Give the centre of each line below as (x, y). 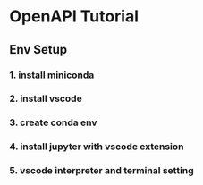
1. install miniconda (52, 75)
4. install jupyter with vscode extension (97, 147)
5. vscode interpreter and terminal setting (101, 171)
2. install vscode (46, 98)
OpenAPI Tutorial (74, 17)
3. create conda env (53, 122)
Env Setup (38, 50)
